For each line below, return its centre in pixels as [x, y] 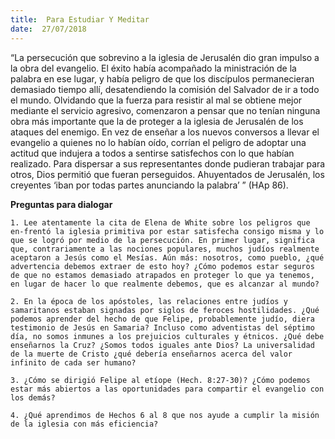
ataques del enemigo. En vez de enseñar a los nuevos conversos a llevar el [165, 132]
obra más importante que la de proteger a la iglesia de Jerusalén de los [157, 121]
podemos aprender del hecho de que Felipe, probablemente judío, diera [162, 319]
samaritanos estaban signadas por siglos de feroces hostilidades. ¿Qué [165, 310]
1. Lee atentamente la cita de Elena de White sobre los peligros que [160, 222]
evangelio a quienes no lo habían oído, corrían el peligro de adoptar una [158, 142]
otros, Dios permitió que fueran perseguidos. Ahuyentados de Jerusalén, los [167, 174]
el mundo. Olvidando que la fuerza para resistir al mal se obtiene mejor [156, 100]
